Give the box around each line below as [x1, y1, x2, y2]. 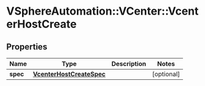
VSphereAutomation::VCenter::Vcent [6, 4, 199, 18]
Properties [6, 41, 48, 52]
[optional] [152, 70, 181, 78]
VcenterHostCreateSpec [32, 70, 106, 78]
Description [111, 60, 146, 68]
